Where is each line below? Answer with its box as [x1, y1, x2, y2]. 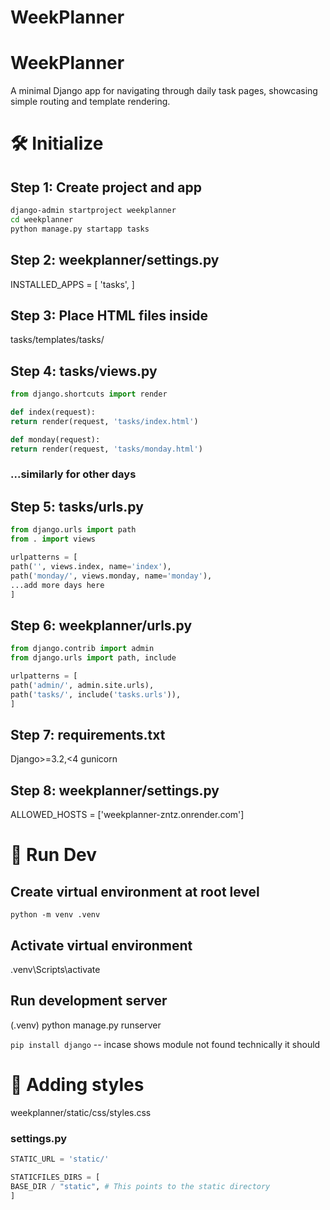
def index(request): [10, 407, 97, 418]
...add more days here [10, 580, 105, 590]
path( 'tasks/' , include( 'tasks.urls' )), [10, 689, 182, 700]
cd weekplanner [10, 215, 74, 225]
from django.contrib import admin [10, 644, 155, 654]
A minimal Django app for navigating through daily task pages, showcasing [10, 85, 318, 97]
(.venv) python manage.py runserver [10, 1019, 162, 1031]
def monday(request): [10, 434, 101, 445]
